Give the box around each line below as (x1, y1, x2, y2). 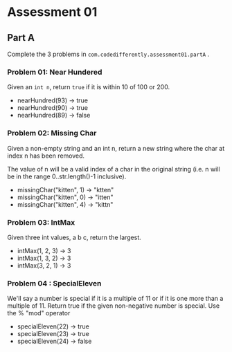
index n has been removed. (7, 151, 85, 160)
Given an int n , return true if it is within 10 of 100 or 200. (7, 83, 170, 91)
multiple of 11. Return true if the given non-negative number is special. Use (7, 302, 220, 310)
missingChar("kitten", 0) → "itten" (17, 193, 114, 201)
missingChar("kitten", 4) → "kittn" (17, 200, 114, 208)
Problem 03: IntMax (7, 217, 75, 227)
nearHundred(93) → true (17, 96, 89, 104)
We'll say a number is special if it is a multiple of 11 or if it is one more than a (7, 295, 224, 303)
